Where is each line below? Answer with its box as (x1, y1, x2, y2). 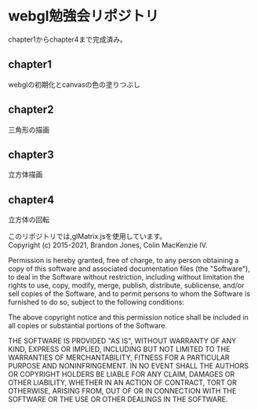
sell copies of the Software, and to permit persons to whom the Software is (8, 289, 251, 298)
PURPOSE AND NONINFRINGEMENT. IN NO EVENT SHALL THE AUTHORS (8, 361, 249, 371)
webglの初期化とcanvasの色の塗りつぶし (8, 79, 141, 89)
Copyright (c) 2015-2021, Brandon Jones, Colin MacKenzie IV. (8, 240, 208, 250)
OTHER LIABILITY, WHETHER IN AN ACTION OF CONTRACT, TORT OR (8, 378, 237, 387)
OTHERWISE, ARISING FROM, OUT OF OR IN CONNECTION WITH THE (8, 386, 237, 396)
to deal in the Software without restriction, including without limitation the (8, 273, 245, 282)
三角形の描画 (8, 125, 49, 134)
